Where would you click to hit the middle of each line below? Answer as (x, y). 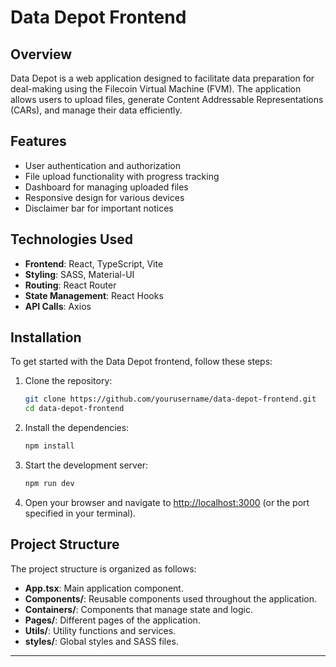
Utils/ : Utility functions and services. (100, 630)
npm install (49, 446)
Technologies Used (71, 239)
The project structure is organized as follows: (103, 568)
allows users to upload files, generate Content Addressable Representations (167, 99)
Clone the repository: (68, 381)
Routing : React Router (70, 285)
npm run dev (49, 484)
